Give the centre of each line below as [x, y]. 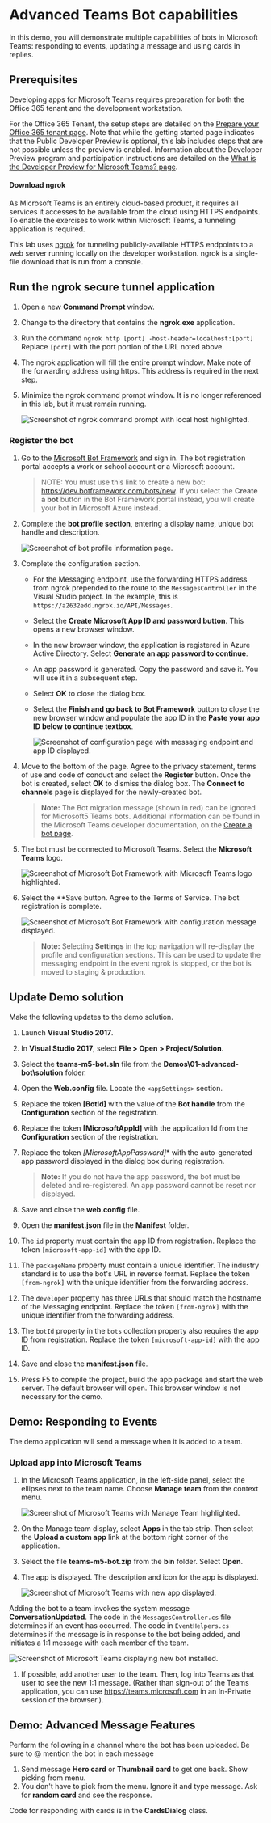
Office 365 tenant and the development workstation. [96, 108]
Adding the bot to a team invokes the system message [100, 1608]
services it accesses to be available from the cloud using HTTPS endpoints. [135, 211]
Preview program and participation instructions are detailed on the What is [133, 158]
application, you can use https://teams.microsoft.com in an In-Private [136, 1691]
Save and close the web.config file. [80, 1209]
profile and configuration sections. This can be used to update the [151, 955]
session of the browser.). [62, 1699]
